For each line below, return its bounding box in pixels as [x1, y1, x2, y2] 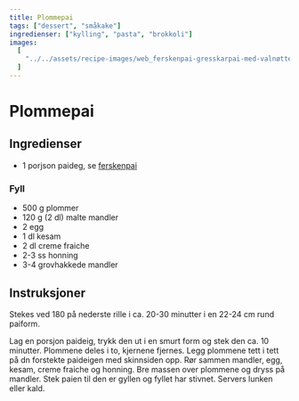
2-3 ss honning [21, 250, 78, 261]
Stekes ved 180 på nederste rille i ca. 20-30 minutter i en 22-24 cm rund [9, 308, 274, 319]
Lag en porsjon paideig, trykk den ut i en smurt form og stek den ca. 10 [9, 335, 270, 346]
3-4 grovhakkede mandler [21, 259, 118, 270]
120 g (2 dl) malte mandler [21, 212, 118, 223]
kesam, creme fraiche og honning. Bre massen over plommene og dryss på [9, 364, 286, 374]
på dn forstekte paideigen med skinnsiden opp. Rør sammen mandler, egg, [9, 354, 283, 365]
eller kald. [9, 382, 45, 393]
